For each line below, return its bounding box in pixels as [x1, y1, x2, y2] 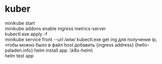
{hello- [135, 41, 150, 48]
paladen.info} [5, 47, 33, 53]
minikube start [5, 20, 35, 26]
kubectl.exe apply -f [5, 31, 47, 37]
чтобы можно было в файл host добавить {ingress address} [5, 41, 134, 48]
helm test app [5, 52, 34, 59]
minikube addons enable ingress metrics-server [5, 25, 106, 31]
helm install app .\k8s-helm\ [34, 47, 93, 53]
